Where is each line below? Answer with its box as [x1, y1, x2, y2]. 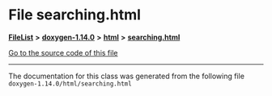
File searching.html [8, 6, 142, 24]
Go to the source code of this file [8, 48, 118, 57]
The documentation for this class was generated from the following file [8, 71, 245, 81]
